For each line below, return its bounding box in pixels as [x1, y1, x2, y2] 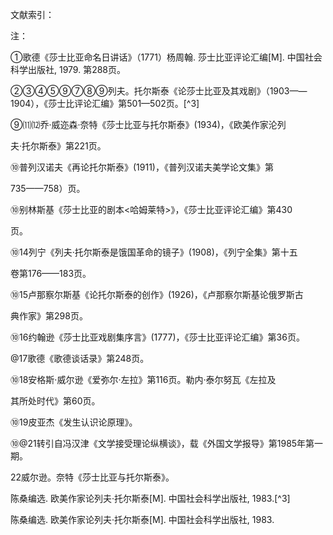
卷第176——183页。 [10, 268, 92, 279]
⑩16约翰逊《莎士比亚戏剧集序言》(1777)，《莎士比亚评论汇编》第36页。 [10, 331, 305, 343]
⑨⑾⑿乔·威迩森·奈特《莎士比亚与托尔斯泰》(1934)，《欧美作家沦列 [10, 119, 287, 130]
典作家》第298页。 [10, 310, 88, 322]
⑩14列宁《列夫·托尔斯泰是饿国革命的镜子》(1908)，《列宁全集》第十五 [10, 246, 298, 258]
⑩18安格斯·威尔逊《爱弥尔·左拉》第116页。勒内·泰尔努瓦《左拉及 [10, 374, 277, 385]
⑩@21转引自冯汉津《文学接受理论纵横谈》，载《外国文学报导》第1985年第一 [10, 438, 324, 449]
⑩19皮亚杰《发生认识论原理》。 [10, 416, 138, 428]
